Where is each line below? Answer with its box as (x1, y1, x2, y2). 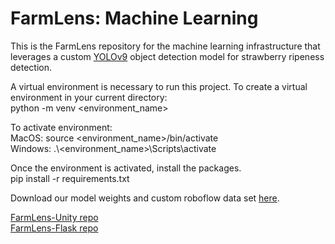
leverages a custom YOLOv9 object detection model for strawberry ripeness (10, 50, 325, 62)
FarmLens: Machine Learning (10, 7, 259, 30)
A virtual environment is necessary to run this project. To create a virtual (10, 80, 308, 92)
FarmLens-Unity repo (10, 211, 99, 223)
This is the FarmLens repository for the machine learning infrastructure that (10, 40, 321, 52)
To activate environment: (10, 121, 113, 133)
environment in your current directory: (10, 91, 168, 103)
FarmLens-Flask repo (10, 222, 99, 234)
